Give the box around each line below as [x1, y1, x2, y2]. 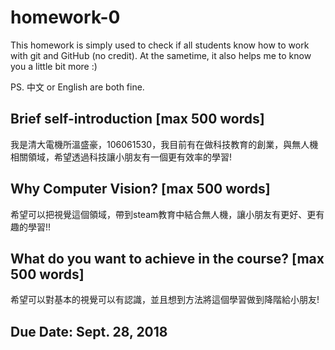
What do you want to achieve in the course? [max [10, 250, 325, 267]
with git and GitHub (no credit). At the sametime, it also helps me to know [10, 49, 312, 61]
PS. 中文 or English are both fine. [10, 81, 145, 93]
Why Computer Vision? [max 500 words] [10, 181, 271, 198]
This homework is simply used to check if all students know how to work [10, 39, 310, 51]
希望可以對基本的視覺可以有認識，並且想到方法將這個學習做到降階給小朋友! [10, 294, 320, 306]
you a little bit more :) [10, 60, 98, 72]
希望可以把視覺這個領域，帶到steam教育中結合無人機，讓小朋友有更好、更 [10, 208, 317, 220]
